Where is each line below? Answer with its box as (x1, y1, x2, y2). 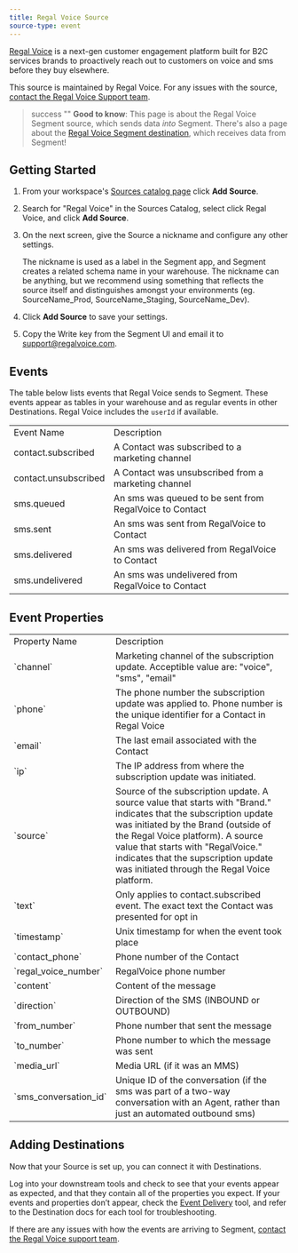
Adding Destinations (9, 1137, 125, 1153)
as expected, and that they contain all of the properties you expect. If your (9, 1187, 280, 1198)
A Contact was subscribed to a (114, 441, 242, 453)
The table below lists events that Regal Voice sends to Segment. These (9, 387, 269, 398)
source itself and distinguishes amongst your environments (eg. (21, 285, 255, 296)
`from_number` (13, 1019, 76, 1032)
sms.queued (13, 498, 66, 510)
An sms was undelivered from (114, 569, 238, 581)
